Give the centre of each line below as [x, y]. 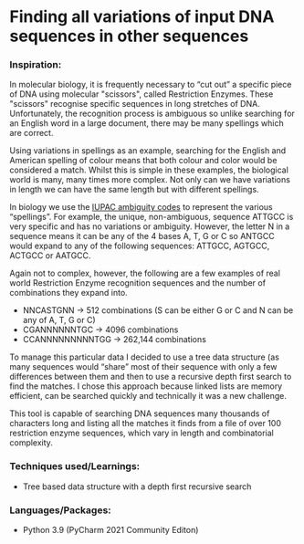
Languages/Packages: [60, 510]
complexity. [31, 443]
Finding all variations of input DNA [142, 17]
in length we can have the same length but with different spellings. [134, 190]
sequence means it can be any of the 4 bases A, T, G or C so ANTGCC [142, 236]
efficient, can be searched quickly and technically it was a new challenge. [148, 396]
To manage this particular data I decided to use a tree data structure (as [145, 357]
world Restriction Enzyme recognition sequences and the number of [138, 283]
